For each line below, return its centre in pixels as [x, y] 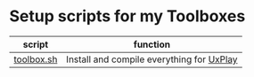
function [152, 44]
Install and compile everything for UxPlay [152, 59]
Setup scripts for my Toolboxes [127, 16]
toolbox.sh [36, 59]
